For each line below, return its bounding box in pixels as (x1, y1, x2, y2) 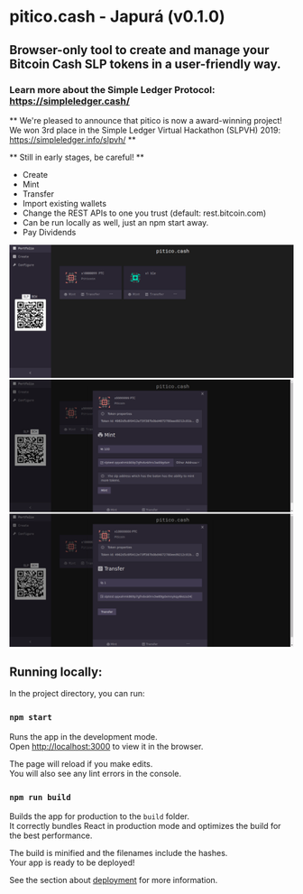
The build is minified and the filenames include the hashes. (9, 848, 228, 859)
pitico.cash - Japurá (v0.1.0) (9, 6, 225, 27)
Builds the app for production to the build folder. (9, 811, 190, 822)
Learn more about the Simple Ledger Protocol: (9, 83, 216, 96)
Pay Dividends (22, 226, 77, 237)
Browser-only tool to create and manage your (9, 42, 270, 58)
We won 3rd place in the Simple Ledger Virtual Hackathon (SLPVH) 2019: (9, 124, 281, 135)
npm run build (9, 792, 71, 802)
